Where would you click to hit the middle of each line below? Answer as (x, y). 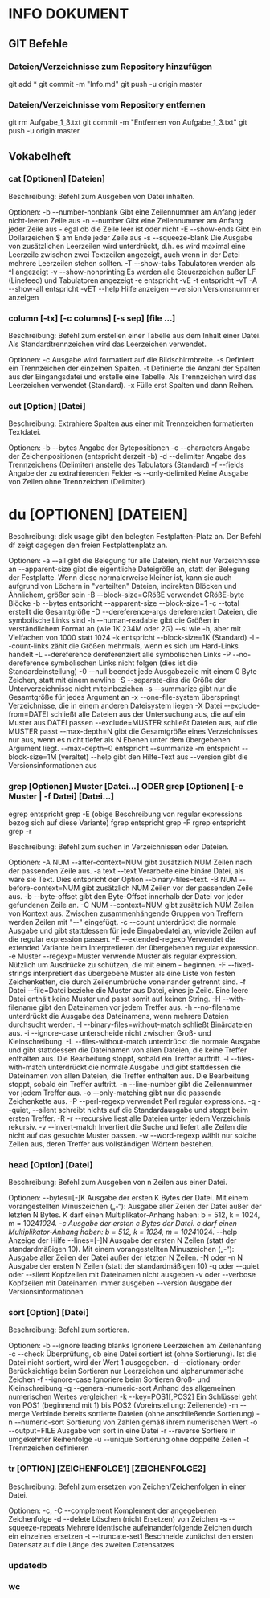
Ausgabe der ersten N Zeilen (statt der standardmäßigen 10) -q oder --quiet (134, 1265)
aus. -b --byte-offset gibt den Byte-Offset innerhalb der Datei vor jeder (126, 896)
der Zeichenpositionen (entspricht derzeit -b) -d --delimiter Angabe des (127, 456)
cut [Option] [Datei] (47, 407)
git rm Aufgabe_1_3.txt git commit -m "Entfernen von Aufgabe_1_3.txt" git (128, 122)
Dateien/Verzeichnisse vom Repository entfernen (107, 104)
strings (20, 973)
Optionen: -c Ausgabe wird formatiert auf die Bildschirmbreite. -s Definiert (131, 360)
